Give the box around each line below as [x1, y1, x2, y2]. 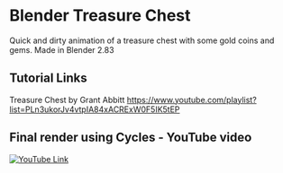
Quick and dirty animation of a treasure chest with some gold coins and [9, 35, 275, 46]
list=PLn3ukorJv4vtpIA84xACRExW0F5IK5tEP [9, 104, 180, 115]
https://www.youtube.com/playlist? [126, 94, 257, 105]
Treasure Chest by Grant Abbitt [9, 94, 125, 105]
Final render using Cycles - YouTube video [9, 130, 252, 145]
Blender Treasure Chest [9, 5, 191, 26]
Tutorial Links [9, 71, 87, 86]
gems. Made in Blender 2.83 [9, 44, 114, 55]
